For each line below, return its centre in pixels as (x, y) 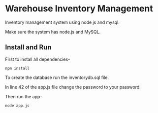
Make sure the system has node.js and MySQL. (53, 32)
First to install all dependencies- (38, 59)
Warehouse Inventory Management (79, 9)
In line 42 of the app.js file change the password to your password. (73, 87)
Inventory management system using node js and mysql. (62, 22)
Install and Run (28, 47)
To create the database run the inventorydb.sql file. (57, 77)
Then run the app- (24, 96)
